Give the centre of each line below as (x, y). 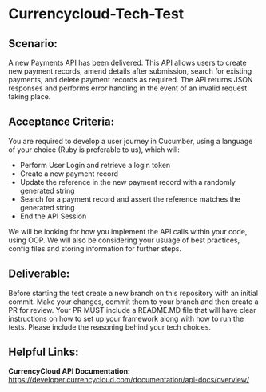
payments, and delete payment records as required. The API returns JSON (131, 80)
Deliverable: (39, 274)
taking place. (30, 96)
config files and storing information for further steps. (95, 248)
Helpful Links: (44, 352)
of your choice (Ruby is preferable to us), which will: (94, 150)
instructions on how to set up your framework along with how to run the (126, 318)
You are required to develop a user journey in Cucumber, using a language (131, 141)
